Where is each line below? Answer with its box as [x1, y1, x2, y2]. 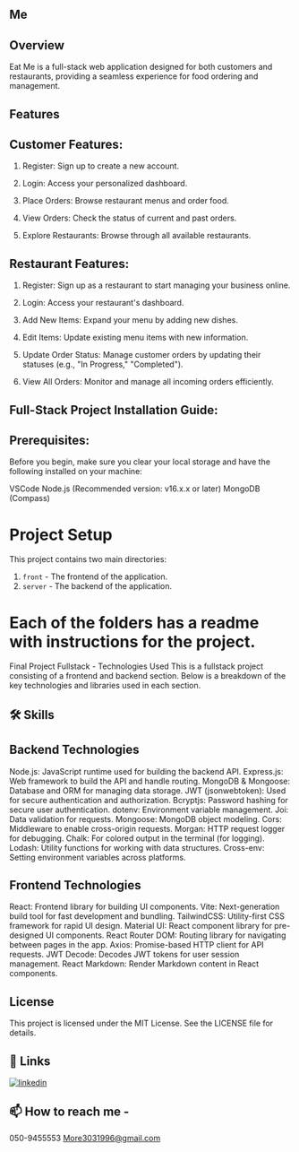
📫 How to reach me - [9, 1104, 130, 1120]
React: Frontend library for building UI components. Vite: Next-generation [9, 901, 280, 913]
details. [9, 1027, 37, 1038]
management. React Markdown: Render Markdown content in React [9, 958, 260, 969]
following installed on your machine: [9, 466, 143, 477]
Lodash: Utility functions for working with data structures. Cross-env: [9, 842, 265, 853]
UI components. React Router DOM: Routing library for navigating [46, 930, 286, 940]
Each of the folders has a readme [9, 612, 260, 633]
